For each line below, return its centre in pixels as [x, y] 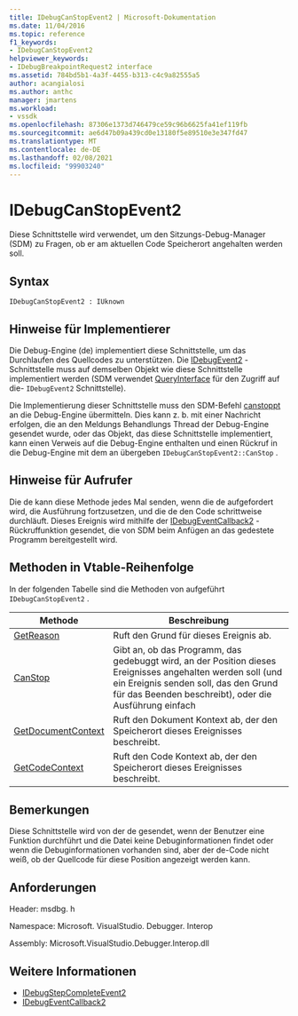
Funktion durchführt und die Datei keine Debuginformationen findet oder [141, 841]
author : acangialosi [47, 83]
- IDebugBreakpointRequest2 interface [81, 67]
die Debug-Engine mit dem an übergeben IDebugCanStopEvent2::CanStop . [144, 452]
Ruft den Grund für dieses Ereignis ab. [192, 635]
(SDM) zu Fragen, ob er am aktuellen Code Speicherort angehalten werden [146, 244]
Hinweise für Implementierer [90, 329]
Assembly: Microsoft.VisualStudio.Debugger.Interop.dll [110, 943]
